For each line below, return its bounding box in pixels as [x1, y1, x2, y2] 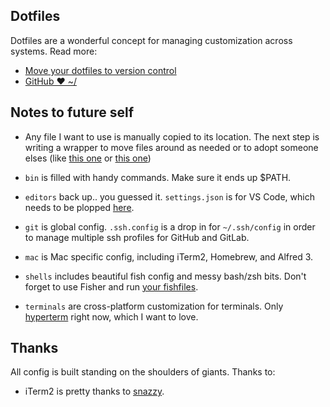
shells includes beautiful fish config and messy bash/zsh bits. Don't [24, 270, 307, 282]
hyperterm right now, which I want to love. [24, 310, 199, 323]
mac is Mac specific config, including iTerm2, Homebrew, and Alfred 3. [24, 250, 314, 263]
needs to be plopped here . [24, 201, 135, 213]
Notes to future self [10, 104, 134, 121]
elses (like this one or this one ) [24, 152, 152, 164]
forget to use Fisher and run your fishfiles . [24, 280, 199, 293]
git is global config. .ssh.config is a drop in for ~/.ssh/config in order [24, 220, 316, 233]
